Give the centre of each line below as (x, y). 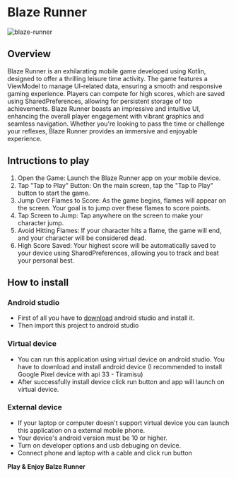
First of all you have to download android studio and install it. (106, 318)
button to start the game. (54, 193)
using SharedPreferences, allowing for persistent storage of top (100, 101)
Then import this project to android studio (78, 325)
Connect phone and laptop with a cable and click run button (105, 453)
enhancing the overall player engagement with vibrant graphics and (106, 116)
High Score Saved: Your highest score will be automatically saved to (117, 245)
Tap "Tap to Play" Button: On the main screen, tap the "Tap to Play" (115, 185)
